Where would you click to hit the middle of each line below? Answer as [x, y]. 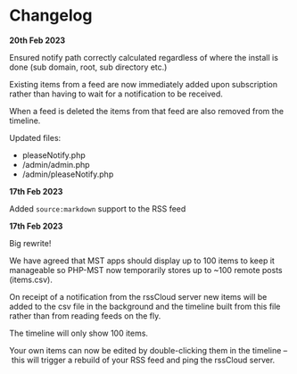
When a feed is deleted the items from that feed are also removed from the [146, 111]
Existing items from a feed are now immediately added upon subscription [144, 84]
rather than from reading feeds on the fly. [85, 316]
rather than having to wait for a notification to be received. [116, 94]
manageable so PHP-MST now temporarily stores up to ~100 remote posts [146, 270]
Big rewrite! [30, 243]
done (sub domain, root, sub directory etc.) [88, 67]
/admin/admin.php [56, 164]
